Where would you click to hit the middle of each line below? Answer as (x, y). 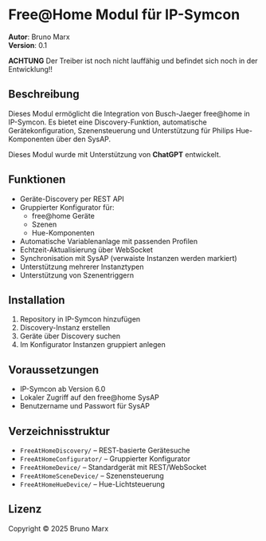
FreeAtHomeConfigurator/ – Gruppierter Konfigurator (105, 459)
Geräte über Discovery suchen (70, 336)
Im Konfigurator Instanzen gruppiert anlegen (92, 345)
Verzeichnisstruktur (59, 431)
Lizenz (25, 509)
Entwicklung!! (31, 69)
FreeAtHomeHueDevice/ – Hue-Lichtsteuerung (92, 484)
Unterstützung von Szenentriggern (77, 275)
